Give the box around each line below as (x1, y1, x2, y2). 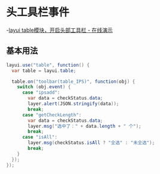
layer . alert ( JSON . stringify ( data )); (28, 101, 119, 107)
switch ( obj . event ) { (17, 84, 71, 90)
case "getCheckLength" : (22, 112, 82, 118)
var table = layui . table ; (11, 67, 77, 74)
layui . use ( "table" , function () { (6, 62, 90, 68)
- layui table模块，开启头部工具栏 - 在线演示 (6, 26, 113, 34)
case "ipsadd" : (22, 89, 61, 96)
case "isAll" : (22, 134, 58, 140)
